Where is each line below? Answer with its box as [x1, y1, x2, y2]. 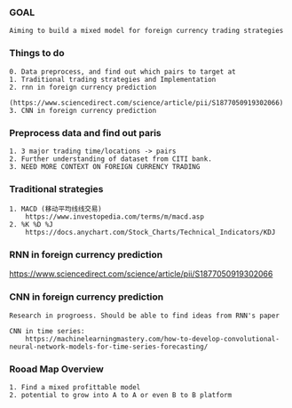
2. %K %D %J [9, 220, 53, 229]
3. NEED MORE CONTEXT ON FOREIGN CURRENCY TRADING [9, 162, 201, 171]
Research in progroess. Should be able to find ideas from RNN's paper [9, 311, 280, 320]
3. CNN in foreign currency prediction [9, 106, 157, 115]
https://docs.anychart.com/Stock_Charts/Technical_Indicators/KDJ [25, 228, 276, 237]
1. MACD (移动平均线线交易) [9, 204, 102, 214]
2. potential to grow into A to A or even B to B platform [9, 391, 233, 400]
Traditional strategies [9, 182, 104, 195]
